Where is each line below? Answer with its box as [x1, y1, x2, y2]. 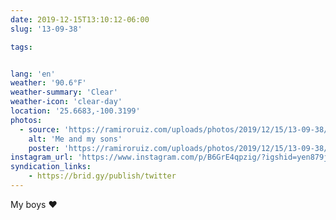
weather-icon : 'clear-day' [10, 97, 123, 107]
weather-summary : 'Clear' [10, 87, 118, 98]
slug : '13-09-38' [10, 24, 83, 34]
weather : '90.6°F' [10, 78, 87, 88]
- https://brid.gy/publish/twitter [28, 171, 177, 181]
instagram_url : [10, 152, 74, 163]
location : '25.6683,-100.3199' [10, 106, 141, 116]
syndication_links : [10, 162, 92, 172]
